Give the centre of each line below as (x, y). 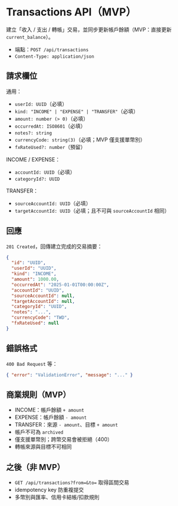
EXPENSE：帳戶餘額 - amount (51, 417)
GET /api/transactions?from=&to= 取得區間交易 (72, 482)
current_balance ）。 (30, 37)
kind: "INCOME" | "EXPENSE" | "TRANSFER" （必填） (76, 111)
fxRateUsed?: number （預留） (50, 147)
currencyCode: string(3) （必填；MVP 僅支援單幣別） (80, 140)
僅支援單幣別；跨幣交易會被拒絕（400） (64, 439)
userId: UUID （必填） (41, 104)
